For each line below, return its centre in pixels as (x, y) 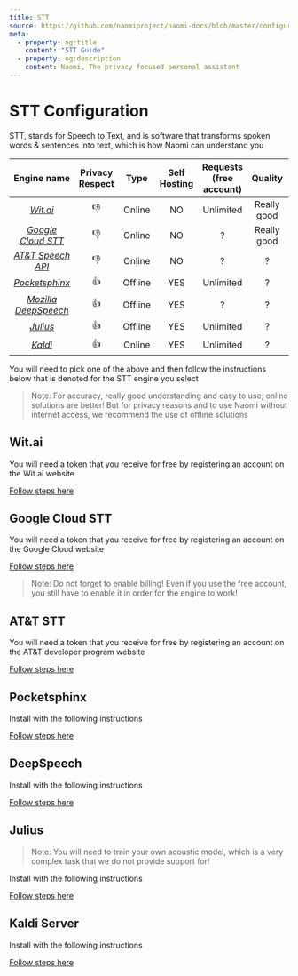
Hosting (176, 183)
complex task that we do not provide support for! (120, 861)
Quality (267, 178)
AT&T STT (37, 621)
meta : (19, 34)
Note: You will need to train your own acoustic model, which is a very (157, 852)
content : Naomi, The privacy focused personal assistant (133, 68)
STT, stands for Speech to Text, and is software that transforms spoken (140, 135)
